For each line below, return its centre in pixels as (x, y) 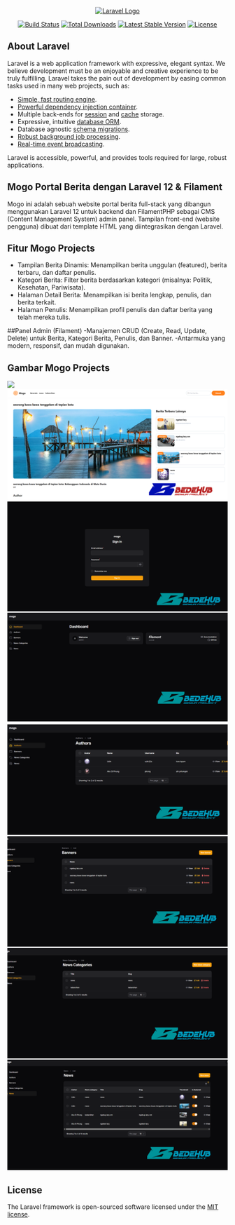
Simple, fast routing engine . (57, 99)
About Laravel (38, 47)
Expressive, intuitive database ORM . (69, 121)
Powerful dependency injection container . (77, 107)
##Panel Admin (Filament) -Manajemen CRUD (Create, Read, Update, (107, 331)
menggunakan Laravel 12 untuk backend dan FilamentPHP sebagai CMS (111, 211)
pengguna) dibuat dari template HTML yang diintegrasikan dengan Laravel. (115, 226)
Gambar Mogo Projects (59, 368)
